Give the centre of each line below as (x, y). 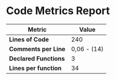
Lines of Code (29, 39)
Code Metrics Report (58, 11)
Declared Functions (37, 58)
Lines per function (35, 68)
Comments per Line (37, 49)
